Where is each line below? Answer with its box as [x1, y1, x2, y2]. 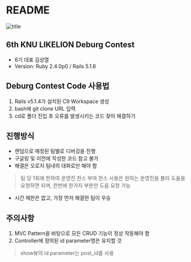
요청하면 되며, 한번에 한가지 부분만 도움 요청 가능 [20, 182, 131, 189]
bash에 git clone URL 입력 [14, 105, 76, 112]
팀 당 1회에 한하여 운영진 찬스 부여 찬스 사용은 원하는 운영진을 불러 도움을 [20, 175, 186, 182]
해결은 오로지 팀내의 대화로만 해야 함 [14, 162, 97, 170]
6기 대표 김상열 [14, 56, 49, 63]
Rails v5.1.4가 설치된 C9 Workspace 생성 [14, 98, 109, 105]
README [6, 4, 50, 17]
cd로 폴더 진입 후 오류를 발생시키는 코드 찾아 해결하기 [14, 112, 136, 119]
